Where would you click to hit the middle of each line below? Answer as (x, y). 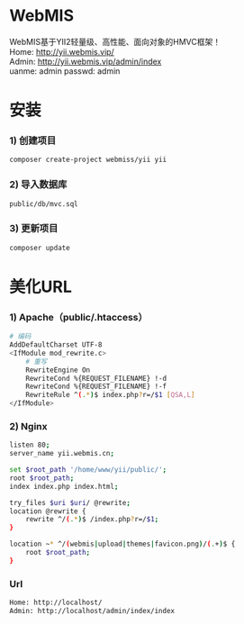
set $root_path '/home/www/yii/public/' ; (88, 470)
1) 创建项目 (33, 140)
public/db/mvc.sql (44, 203)
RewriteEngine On (58, 370)
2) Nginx (28, 426)
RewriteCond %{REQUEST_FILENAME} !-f (96, 387)
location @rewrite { (48, 511)
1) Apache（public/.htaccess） (79, 317)
